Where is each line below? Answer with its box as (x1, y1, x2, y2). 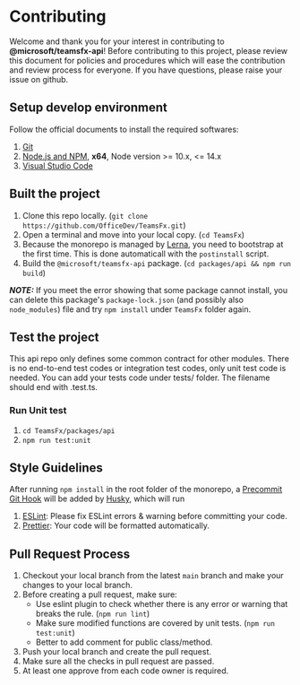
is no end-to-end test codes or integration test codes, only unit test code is (9, 363, 287, 374)
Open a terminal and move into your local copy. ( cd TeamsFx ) (21, 229, 244, 239)
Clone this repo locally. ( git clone (21, 210, 149, 221)
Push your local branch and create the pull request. (21, 646, 212, 657)
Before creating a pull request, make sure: (21, 589, 177, 600)
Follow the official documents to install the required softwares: (9, 124, 239, 134)
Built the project (9, 186, 101, 202)
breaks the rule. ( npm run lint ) (35, 608, 150, 620)
